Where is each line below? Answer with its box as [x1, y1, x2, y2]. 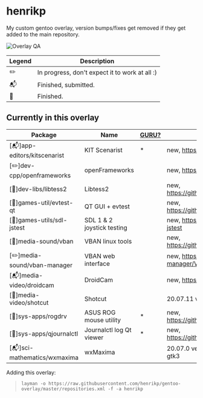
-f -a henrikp [108, 386, 143, 392]
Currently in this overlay [6, 113, 100, 123]
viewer [84, 333, 104, 342]
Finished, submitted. [37, 81, 95, 89]
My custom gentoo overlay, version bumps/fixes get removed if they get [6, 24, 186, 32]
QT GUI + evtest [84, 202, 130, 210]
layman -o [21, 380, 47, 386]
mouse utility [84, 316, 121, 324]
